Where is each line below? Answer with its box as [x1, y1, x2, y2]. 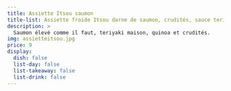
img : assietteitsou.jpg [7, 36, 76, 42]
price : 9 [7, 42, 32, 49]
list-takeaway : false [13, 67, 76, 74]
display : [7, 49, 32, 55]
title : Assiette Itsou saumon [7, 10, 94, 17]
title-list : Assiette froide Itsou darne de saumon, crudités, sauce [7, 16, 211, 23]
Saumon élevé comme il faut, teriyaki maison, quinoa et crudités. [13, 29, 211, 36]
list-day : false [13, 61, 60, 68]
